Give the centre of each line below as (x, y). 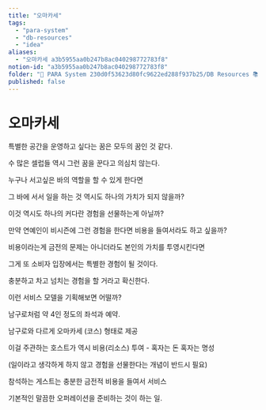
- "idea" (30, 45)
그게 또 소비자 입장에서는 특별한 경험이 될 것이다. (83, 264)
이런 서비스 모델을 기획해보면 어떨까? (65, 298)
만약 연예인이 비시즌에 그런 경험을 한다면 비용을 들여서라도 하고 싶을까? (118, 231)
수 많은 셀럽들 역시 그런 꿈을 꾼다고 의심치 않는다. (84, 164)
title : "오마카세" (35, 15)
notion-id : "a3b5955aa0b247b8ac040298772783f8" (88, 67)
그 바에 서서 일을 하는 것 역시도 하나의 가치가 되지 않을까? (96, 197)
